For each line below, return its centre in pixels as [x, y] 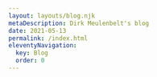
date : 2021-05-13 [37, 30]
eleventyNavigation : [43, 46]
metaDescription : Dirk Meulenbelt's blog [79, 23]
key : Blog [32, 53]
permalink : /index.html [48, 38]
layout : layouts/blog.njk [52, 16]
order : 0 [30, 61]
